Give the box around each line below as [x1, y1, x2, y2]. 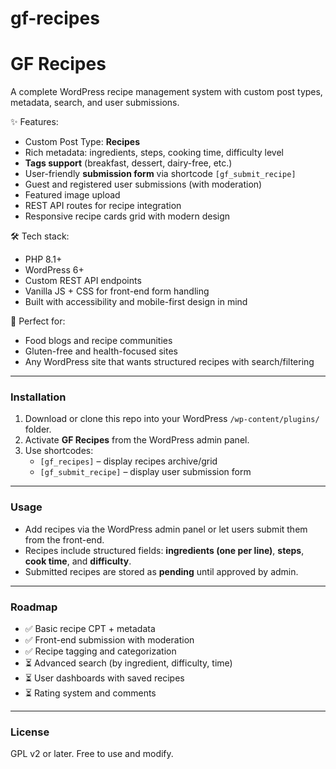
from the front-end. [24, 533, 105, 546]
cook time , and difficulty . [24, 555, 132, 567]
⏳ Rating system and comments [24, 687, 157, 699]
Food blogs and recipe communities [24, 335, 173, 347]
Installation [10, 390, 67, 404]
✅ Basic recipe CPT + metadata [24, 623, 156, 635]
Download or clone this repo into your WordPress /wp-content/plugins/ [24, 413, 320, 425]
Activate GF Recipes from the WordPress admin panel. [24, 434, 250, 446]
